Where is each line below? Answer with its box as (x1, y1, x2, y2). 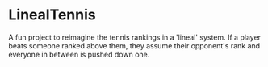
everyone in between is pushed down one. (8, 49, 150, 59)
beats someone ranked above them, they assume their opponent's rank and (8, 40, 261, 50)
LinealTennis (8, 6, 96, 24)
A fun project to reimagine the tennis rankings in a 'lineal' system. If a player (8, 32, 261, 42)
